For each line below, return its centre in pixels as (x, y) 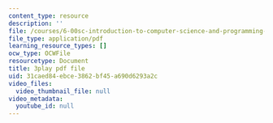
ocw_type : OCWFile (39, 53)
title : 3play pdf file (47, 69)
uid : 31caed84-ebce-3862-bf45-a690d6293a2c (83, 76)
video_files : (30, 83)
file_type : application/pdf (56, 38)
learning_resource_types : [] (58, 46)
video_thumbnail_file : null (63, 91)
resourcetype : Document (49, 61)
